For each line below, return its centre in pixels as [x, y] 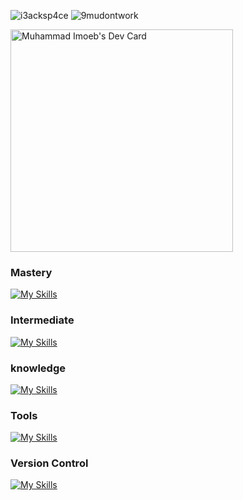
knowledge [38, 368]
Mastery [31, 272]
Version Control [49, 463]
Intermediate [42, 320]
